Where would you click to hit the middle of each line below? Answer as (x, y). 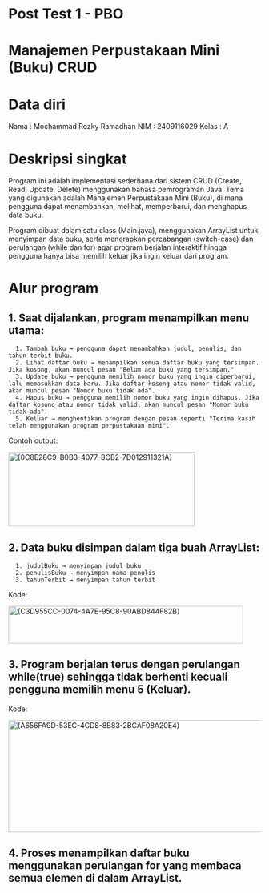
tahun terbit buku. (41, 356)
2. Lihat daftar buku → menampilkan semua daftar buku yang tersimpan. (138, 363)
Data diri (37, 104)
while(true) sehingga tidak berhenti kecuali (118, 677)
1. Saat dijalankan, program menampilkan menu (129, 318)
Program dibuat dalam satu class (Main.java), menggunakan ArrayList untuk (133, 231)
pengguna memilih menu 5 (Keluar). (100, 690)
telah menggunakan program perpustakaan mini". (89, 426)
